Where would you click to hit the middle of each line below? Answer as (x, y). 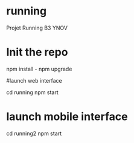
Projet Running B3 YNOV (37, 28)
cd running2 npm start (34, 133)
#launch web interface (34, 80)
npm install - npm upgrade (39, 69)
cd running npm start (32, 92)
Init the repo (37, 52)
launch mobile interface (67, 117)
